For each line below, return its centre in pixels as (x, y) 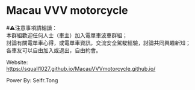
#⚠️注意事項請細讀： (32, 28)
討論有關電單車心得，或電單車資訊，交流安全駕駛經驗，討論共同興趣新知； (98, 43)
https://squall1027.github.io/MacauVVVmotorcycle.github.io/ (81, 68)
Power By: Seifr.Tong (32, 80)
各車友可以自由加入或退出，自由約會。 (54, 50)
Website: (17, 62)
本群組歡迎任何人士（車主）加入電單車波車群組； (67, 35)
